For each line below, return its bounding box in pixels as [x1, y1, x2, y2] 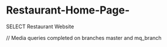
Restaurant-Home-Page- [6, 4, 130, 17]
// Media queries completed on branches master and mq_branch [6, 34, 162, 41]
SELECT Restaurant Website [6, 23, 74, 30]
